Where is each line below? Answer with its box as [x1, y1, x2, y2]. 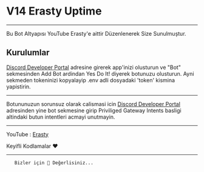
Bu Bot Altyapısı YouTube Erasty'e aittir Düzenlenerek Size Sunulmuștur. [6, 30, 186, 37]
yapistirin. [6, 83, 32, 90]
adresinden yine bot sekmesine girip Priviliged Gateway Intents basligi [6, 107, 182, 114]
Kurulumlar [6, 47, 50, 58]
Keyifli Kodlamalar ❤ [6, 142, 58, 150]
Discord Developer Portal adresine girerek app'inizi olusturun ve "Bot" [6, 64, 181, 71]
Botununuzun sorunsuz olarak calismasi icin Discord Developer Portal [6, 100, 181, 107]
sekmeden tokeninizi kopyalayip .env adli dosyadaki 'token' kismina [6, 76, 175, 84]
